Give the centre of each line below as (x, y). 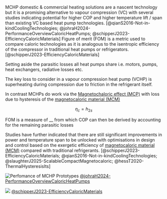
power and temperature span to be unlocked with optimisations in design (80, 140)
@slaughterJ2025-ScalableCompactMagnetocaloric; (59, 161)
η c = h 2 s (84, 110)
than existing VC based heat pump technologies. (55, 23)
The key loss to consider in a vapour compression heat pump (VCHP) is (79, 79)
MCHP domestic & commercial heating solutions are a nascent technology (82, 7)
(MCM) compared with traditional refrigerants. (52, 150)
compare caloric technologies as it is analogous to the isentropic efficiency (82, 44)
